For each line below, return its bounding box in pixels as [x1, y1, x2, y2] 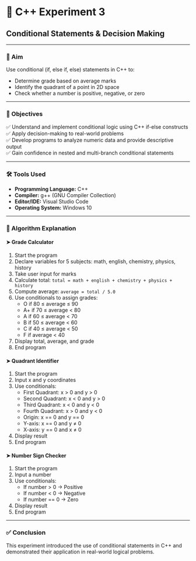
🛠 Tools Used [6, 170, 46, 178]
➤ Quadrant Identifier [6, 357, 60, 364]
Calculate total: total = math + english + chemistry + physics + [14, 277, 173, 284]
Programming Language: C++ [14, 185, 89, 192]
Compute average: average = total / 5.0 [14, 288, 116, 295]
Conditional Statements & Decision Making [6, 29, 165, 39]
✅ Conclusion [6, 529, 46, 537]
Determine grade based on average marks [14, 77, 117, 84]
